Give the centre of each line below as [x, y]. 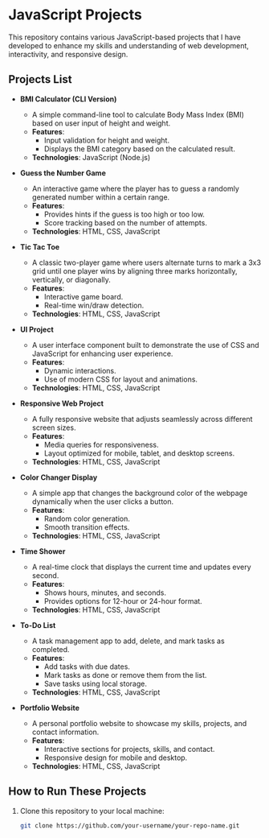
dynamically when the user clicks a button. [103, 502]
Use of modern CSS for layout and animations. [121, 379]
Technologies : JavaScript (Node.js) [91, 157]
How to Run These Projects [77, 792]
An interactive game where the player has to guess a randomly [135, 188]
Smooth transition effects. [87, 527]
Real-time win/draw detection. [94, 305]
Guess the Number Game [63, 173]
